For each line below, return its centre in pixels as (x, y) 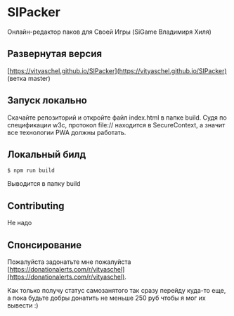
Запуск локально (47, 100)
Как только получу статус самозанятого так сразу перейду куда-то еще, (117, 290)
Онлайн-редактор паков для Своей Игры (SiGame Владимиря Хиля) (110, 32)
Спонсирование (45, 245)
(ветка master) (29, 78)
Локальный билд (47, 154)
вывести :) (23, 305)
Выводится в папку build (44, 184)
